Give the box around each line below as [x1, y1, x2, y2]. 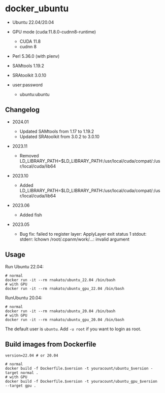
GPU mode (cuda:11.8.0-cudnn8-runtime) [12, 29, 96, 35]
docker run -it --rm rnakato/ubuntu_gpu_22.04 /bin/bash [5, 286, 125, 291]
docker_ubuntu [5, 3, 69, 14]
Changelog [5, 106, 40, 114]
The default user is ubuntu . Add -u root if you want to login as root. [5, 326, 142, 332]
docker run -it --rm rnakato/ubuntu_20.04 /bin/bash [5, 309, 116, 314]
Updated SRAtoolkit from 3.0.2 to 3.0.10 [19, 134, 100, 140]
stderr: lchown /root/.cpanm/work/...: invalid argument [19, 236, 130, 242]
